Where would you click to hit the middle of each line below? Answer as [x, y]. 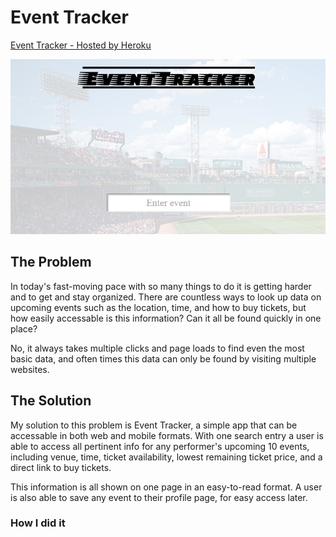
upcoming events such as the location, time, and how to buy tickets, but [158, 307]
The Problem [51, 262]
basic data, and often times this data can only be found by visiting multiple [163, 358]
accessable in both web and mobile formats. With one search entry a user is [167, 435]
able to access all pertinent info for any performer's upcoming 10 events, [160, 446]
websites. [30, 369]
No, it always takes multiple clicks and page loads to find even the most [157, 348]
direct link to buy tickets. [61, 467]
